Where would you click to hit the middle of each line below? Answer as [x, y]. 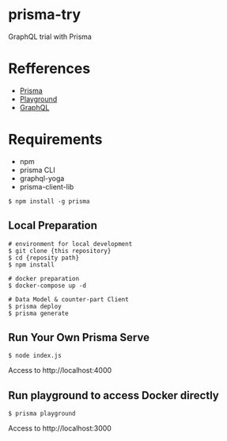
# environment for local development [70, 244]
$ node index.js [35, 356]
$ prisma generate [38, 313]
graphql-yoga [42, 178]
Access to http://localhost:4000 [60, 370]
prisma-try [45, 15]
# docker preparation [44, 278]
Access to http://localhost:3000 [60, 428]
